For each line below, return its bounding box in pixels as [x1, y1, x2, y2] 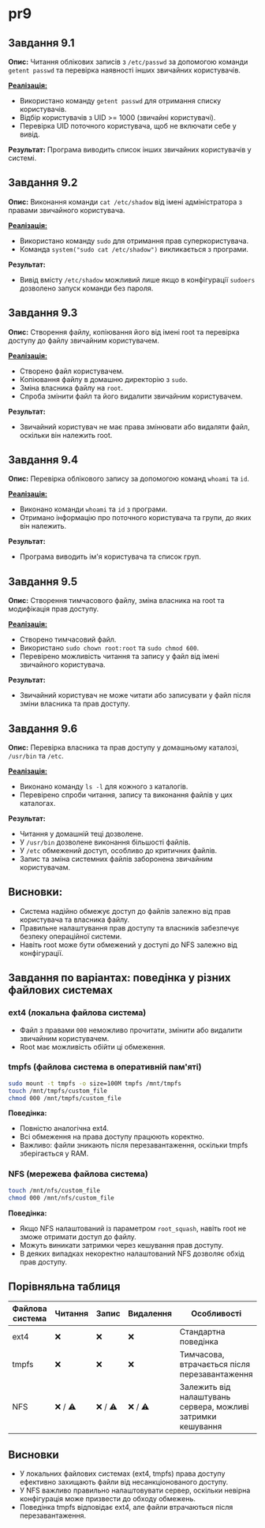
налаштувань [179, 1391, 231, 1403]
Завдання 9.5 [8, 575, 78, 588]
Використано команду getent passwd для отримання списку [19, 96, 222, 105]
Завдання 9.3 [8, 306, 78, 320]
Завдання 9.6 [8, 721, 78, 735]
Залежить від [179, 1382, 231, 1393]
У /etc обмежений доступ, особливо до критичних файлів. [19, 846, 218, 856]
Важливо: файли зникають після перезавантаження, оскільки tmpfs [19, 1140, 248, 1150]
